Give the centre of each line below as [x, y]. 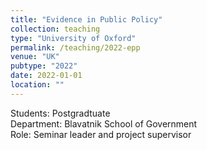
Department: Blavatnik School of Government [104, 123]
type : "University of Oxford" [73, 38]
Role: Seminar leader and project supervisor [101, 134]
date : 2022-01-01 [46, 76]
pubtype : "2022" [44, 66]
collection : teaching [55, 29]
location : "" [37, 85]
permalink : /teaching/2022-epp [75, 47]
